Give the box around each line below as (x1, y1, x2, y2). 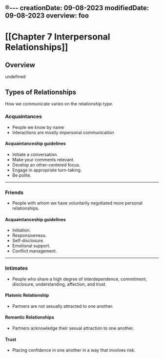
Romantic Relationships (5, 315, 55, 320)
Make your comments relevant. (12, 156, 75, 163)
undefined (5, 74, 26, 80)
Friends (5, 189, 23, 196)
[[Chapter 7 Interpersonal (5, 31, 111, 42)
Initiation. (12, 227, 31, 233)
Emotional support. (12, 243, 51, 249)
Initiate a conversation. (12, 151, 58, 157)
